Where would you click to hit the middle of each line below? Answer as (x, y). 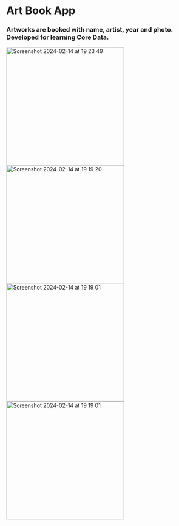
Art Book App (41, 11)
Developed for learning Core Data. (58, 37)
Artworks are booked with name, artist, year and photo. (89, 30)
